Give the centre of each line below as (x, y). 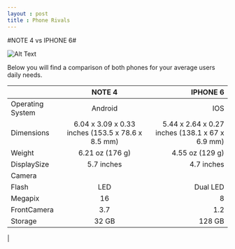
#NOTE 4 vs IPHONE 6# (42, 40)
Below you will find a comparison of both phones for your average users (111, 67)
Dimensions (30, 132)
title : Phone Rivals (39, 20)
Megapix (25, 198)
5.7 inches (105, 164)
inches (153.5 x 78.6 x (105, 132)
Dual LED (209, 187)
